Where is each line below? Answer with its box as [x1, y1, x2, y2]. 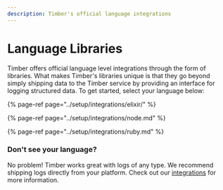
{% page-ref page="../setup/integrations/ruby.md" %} [7, 127, 165, 136]
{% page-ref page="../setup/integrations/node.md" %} [7, 113, 167, 122]
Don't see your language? [7, 145, 97, 155]
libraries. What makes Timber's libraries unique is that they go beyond [7, 71, 210, 80]
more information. [7, 175, 59, 184]
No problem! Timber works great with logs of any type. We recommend [7, 160, 214, 169]
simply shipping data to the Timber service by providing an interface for [7, 79, 215, 87]
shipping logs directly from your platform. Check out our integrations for [7, 168, 217, 177]
